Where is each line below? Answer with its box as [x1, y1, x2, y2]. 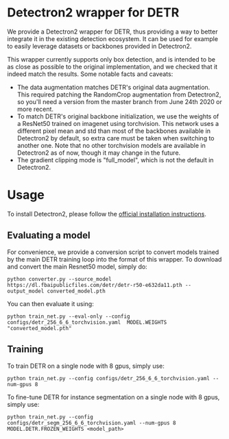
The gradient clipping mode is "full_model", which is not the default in [16, 155, 214, 164]
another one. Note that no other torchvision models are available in [16, 141, 206, 149]
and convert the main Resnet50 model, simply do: [7, 262, 147, 271]
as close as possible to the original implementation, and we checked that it [7, 62, 218, 71]
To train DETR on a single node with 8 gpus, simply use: [7, 362, 165, 370]
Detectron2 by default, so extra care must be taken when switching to [16, 134, 215, 142]
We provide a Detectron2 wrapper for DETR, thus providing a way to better [7, 27, 218, 36]
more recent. [16, 105, 53, 113]
